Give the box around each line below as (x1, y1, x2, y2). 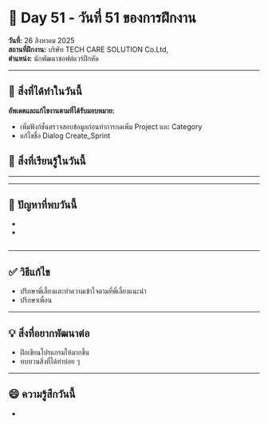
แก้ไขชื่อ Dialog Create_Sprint (19, 131, 111, 140)
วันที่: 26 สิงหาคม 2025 (8, 35, 75, 45)
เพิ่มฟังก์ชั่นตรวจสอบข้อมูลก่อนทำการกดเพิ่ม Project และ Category (19, 121, 203, 132)
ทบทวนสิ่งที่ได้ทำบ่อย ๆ (19, 356, 81, 366)
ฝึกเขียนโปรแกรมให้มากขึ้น (19, 347, 90, 357)
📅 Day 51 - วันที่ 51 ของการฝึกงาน (8, 9, 197, 27)
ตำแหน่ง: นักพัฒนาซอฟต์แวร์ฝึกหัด (8, 53, 100, 63)
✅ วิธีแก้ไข (8, 265, 50, 279)
